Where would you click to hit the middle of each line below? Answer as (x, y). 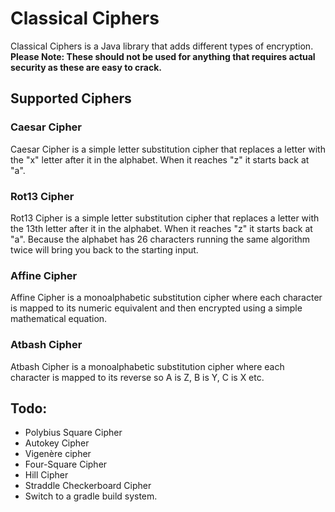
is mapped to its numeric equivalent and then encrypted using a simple (156, 308)
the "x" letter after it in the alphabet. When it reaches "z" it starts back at (160, 159)
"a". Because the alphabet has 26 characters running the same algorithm (160, 239)
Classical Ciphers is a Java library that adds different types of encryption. (162, 46)
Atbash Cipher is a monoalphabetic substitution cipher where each (147, 366)
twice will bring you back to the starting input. (104, 249)
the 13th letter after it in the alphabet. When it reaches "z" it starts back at (161, 228)
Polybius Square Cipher (73, 433)
